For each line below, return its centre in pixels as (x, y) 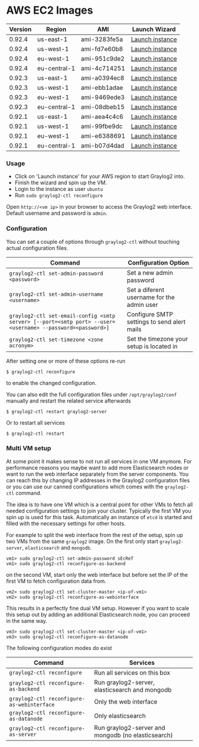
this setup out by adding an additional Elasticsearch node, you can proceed (98, 614)
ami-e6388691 (103, 136)
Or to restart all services (36, 422)
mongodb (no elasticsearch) (133, 735)
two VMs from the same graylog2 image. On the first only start (82, 541)
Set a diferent (146, 290)
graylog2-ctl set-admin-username (56, 294)
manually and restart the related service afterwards (69, 401)
